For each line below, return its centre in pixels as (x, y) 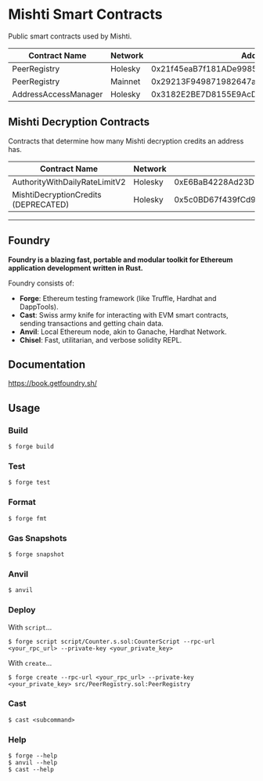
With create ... (30, 663)
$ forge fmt (27, 518)
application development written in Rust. (76, 267)
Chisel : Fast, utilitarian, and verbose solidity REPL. (101, 340)
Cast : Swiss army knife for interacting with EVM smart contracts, (124, 314)
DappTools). (39, 307)
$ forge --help (33, 756)
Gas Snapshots (38, 538)
